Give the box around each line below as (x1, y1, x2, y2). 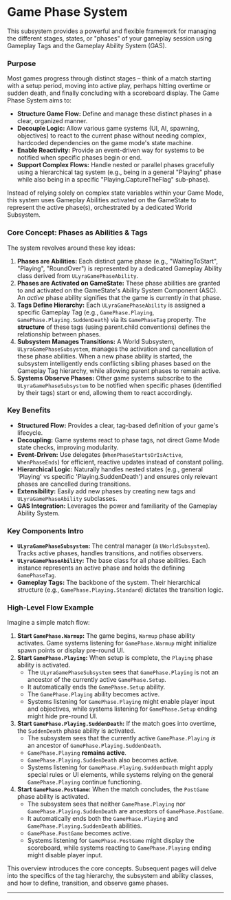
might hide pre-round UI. (27, 712, 98, 720)
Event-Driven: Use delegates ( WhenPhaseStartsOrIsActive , (16, 450, 184, 458)
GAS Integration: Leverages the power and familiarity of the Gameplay (16, 502, 218, 510)
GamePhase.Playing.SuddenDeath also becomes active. (27, 756, 179, 764)
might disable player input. (27, 851, 103, 859)
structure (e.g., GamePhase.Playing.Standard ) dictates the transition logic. (16, 586, 223, 594)
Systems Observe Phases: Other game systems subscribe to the (16, 374, 203, 382)
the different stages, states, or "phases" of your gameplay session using (7, 34, 212, 42)
